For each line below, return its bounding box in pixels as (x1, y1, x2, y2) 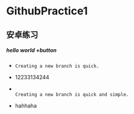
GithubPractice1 (6, 4, 88, 18)
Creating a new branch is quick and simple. (14, 91, 129, 97)
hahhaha (14, 102, 37, 109)
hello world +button (6, 47, 57, 54)
